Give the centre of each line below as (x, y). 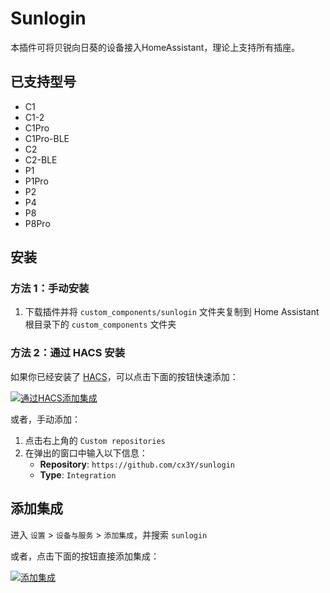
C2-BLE (41, 159)
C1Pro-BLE (47, 138)
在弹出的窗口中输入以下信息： (86, 453)
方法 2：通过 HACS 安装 (68, 353)
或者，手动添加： (45, 419)
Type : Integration (78, 474)
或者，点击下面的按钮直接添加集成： (85, 556)
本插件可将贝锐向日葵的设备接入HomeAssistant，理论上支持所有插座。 (155, 47)
